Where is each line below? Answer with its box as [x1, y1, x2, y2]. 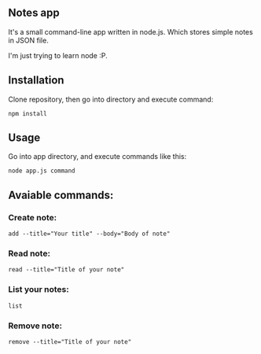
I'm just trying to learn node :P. [8, 50, 108, 60]
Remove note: [8, 320, 63, 331]
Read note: [8, 248, 51, 259]
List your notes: [8, 284, 69, 295]
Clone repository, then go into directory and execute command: [8, 94, 214, 104]
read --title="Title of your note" [8, 266, 125, 274]
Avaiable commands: [8, 188, 114, 201]
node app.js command [8, 167, 76, 175]
